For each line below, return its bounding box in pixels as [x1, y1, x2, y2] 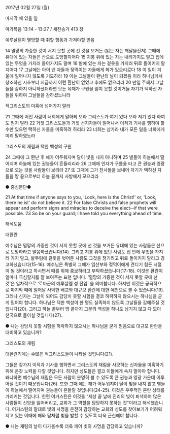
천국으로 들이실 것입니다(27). [5, 312, 63, 318]
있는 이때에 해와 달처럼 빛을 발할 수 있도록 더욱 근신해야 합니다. [14, 413, 139, 418]
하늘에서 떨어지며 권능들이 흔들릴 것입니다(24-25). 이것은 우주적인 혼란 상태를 [10, 387, 165, 393]
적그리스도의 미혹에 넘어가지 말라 [5, 103, 71, 109]
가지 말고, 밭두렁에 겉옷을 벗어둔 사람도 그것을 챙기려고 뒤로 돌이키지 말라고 [10, 255, 160, 261]
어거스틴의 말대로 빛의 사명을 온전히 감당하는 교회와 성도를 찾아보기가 [12, 406, 149, 412]
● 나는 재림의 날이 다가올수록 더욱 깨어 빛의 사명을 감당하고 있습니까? [5, 423, 143, 429]
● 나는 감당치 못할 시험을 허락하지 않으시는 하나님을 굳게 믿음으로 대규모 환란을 [5, 323, 162, 329]
